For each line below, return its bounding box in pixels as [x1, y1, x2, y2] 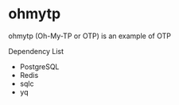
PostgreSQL [19, 61, 60, 72]
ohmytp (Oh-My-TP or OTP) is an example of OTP [8, 31, 171, 41]
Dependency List [8, 46, 64, 56]
